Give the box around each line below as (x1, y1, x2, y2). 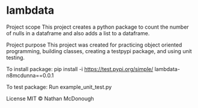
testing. (6, 54, 25, 61)
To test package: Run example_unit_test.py (6, 83, 112, 90)
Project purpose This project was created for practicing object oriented (6, 41, 182, 48)
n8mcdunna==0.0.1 (6, 72, 54, 79)
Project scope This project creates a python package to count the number (6, 23, 189, 30)
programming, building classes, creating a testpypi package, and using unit (6, 47, 192, 54)
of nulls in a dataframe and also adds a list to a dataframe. (6, 29, 150, 36)
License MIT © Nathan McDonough (6, 95, 94, 102)
